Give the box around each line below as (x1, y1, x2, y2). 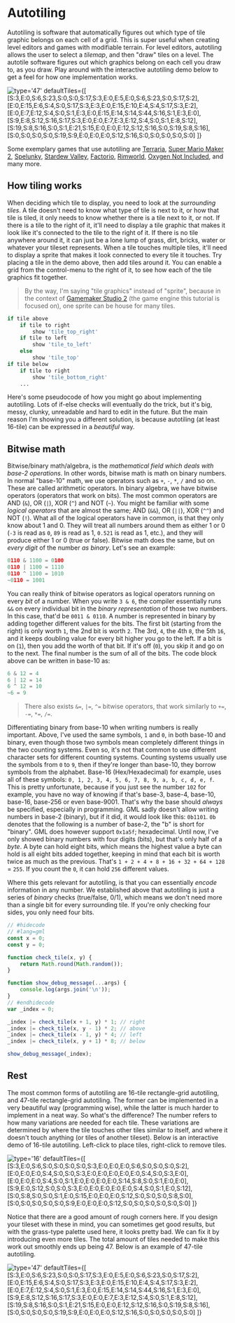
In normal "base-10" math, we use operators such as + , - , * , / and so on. (7, 477, 216, 485)
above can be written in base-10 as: (7, 656, 111, 665)
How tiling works (7, 180, 83, 192)
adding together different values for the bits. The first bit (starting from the (7, 619, 222, 627)
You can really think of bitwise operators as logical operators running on (7, 589, 215, 597)
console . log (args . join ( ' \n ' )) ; (20, 986, 111, 993)
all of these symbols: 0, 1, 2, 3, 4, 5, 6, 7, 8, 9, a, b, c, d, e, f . (7, 775, 215, 784)
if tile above (7, 315, 49, 322)
